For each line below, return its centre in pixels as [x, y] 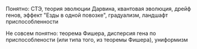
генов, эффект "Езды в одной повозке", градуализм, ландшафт [87, 15]
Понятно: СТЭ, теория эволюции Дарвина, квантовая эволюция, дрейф [98, 9]
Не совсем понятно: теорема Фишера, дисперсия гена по [81, 33]
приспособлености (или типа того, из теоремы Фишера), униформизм [97, 40]
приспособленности [32, 21]
